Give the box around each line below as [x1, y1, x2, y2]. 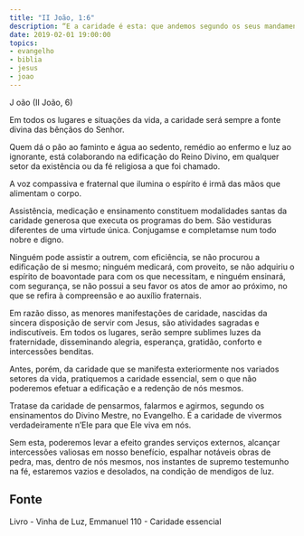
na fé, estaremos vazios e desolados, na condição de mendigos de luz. [9, 465, 274, 476]
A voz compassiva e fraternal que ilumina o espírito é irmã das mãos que [9, 178, 280, 189]
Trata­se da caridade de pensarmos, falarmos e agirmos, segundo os [9, 400, 265, 411]
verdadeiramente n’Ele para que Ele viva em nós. [9, 419, 192, 430]
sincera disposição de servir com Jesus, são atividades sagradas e [9, 317, 260, 328]
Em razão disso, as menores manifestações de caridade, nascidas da [9, 307, 268, 318]
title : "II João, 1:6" [9, 13, 95, 23]
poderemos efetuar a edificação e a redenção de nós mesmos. [9, 382, 244, 393]
